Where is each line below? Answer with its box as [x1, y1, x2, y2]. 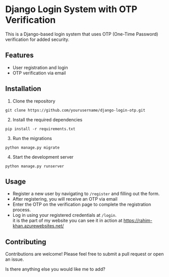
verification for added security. [5, 36, 70, 42]
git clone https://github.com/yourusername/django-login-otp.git [5, 108, 145, 113]
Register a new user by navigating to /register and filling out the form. [12, 191, 160, 197]
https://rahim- [123, 217, 153, 223]
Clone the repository [12, 98, 55, 104]
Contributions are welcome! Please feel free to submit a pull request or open [5, 251, 164, 257]
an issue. [5, 256, 24, 262]
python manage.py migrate [5, 145, 60, 150]
